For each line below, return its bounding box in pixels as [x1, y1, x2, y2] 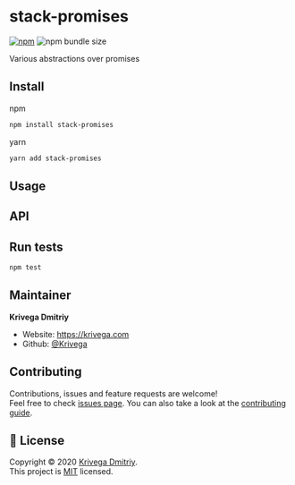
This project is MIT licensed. [9, 466, 114, 477]
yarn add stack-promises [9, 154, 102, 163]
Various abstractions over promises [9, 53, 140, 64]
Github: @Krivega [21, 338, 88, 349]
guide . [9, 407, 33, 418]
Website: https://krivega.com [21, 328, 130, 339]
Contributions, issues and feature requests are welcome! [9, 387, 218, 399]
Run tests [9, 239, 63, 254]
